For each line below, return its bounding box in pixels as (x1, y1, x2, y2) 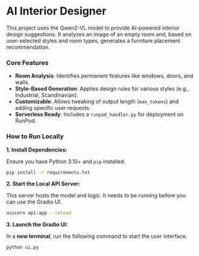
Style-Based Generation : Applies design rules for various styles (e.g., (14, 85, 189, 92)
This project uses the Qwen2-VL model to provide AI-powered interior (6, 24, 180, 31)
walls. (14, 78, 30, 86)
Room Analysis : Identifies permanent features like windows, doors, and (14, 72, 194, 80)
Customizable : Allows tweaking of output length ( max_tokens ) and (14, 98, 179, 105)
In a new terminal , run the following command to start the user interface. (6, 232, 188, 240)
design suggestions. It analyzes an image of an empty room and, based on (6, 30, 192, 37)
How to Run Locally (6, 132, 64, 141)
